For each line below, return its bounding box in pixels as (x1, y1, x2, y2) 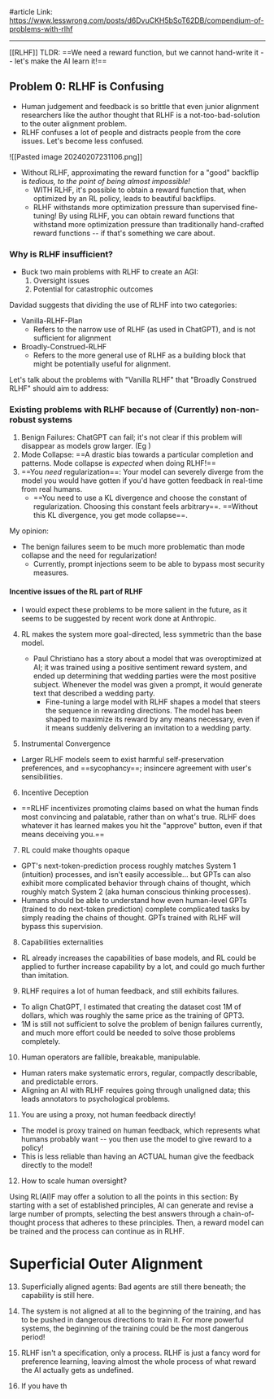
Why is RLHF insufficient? (9, 248, 113, 260)
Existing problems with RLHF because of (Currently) (9, 404, 219, 415)
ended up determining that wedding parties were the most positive (33, 671, 257, 681)
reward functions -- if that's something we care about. (33, 228, 215, 238)
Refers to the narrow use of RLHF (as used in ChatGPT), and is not (33, 325, 256, 335)
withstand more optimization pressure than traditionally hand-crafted (33, 219, 264, 229)
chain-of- (223, 1208, 254, 1218)
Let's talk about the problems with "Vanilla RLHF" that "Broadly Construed (9, 375, 257, 385)
